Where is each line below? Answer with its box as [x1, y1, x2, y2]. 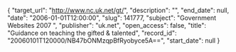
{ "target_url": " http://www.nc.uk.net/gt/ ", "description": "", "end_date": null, [7, 6, 230, 14]
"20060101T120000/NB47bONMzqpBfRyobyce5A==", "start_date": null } [7, 36, 220, 45]
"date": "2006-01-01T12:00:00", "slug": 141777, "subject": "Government [7, 14, 217, 22]
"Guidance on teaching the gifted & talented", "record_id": [7, 28, 177, 37]
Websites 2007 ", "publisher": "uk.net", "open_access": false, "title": [7, 21, 206, 29]
